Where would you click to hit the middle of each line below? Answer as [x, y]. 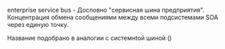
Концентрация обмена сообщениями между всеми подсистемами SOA [113, 17]
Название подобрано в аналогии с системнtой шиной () [90, 38]
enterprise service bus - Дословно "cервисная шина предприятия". [106, 10]
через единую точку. [38, 24]
